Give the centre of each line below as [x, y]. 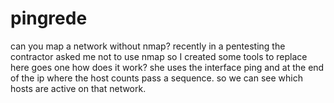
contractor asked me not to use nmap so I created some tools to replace [159, 56]
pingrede [49, 18]
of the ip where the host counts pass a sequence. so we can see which [156, 78]
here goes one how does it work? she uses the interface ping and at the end [167, 67]
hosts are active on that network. [78, 88]
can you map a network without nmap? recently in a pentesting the [148, 46]
